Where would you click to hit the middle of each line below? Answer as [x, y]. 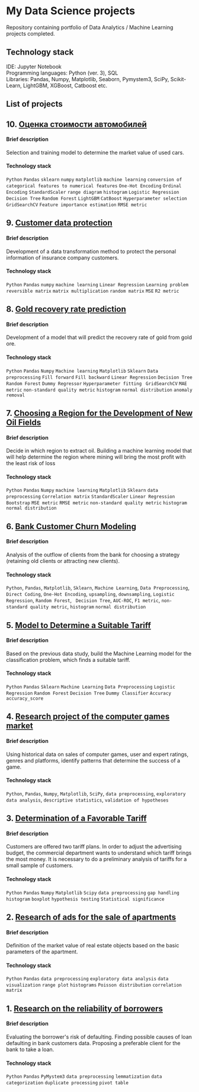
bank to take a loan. [30, 1049]
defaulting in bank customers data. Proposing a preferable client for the [93, 1043]
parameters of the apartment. [42, 952]
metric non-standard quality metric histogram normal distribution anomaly [99, 390]
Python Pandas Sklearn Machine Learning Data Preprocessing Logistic [91, 687]
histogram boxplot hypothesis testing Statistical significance [85, 899]
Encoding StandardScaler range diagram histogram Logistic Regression [93, 192]
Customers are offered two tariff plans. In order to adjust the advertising [94, 847]
